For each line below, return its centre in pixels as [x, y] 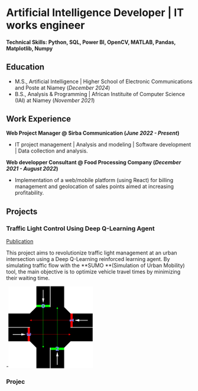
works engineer [46, 25]
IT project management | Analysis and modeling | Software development [103, 145]
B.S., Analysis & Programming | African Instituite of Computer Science [100, 94]
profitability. [29, 193]
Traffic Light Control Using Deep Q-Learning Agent [80, 228]
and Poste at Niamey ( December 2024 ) [62, 88]
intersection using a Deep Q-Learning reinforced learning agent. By [88, 259]
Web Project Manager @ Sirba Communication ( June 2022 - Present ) [93, 133]
